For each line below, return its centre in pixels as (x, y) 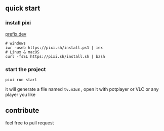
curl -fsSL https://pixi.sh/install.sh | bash (55, 56)
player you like (20, 94)
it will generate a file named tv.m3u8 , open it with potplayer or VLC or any (82, 89)
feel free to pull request (30, 123)
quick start (23, 8)
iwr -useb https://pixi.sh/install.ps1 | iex (54, 48)
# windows (16, 43)
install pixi (18, 23)
